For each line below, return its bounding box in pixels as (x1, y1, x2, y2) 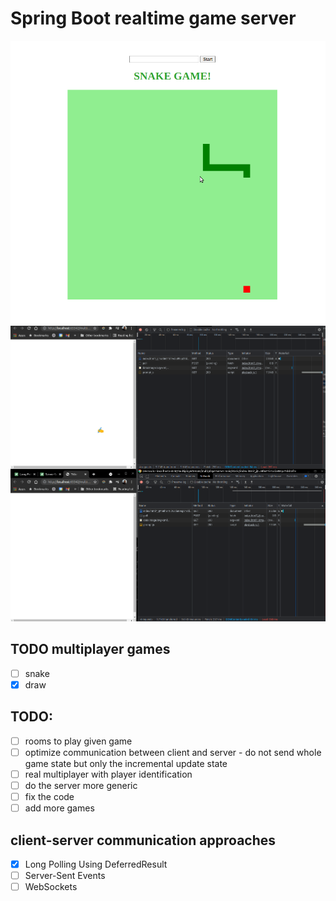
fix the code (24, 791, 75, 803)
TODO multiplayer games (10, 641, 171, 658)
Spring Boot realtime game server (10, 7, 297, 30)
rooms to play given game (24, 735, 133, 747)
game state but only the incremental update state (24, 757, 228, 769)
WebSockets (24, 881, 78, 893)
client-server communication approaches (10, 832, 277, 849)
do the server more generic (24, 779, 138, 791)
